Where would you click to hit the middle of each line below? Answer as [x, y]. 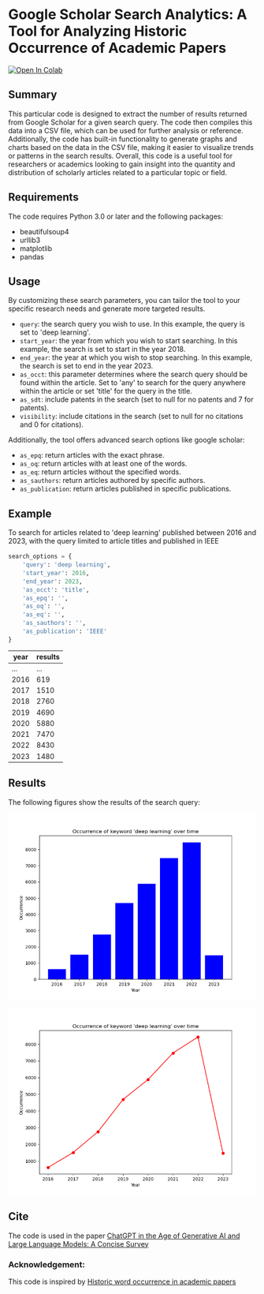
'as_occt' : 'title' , [56, 589]
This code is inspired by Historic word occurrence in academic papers [122, 1281]
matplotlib [36, 248]
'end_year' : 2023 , [52, 582]
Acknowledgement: [46, 1264]
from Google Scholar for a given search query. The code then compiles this [130, 122]
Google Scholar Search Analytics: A [128, 15]
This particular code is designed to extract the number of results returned [128, 114]
